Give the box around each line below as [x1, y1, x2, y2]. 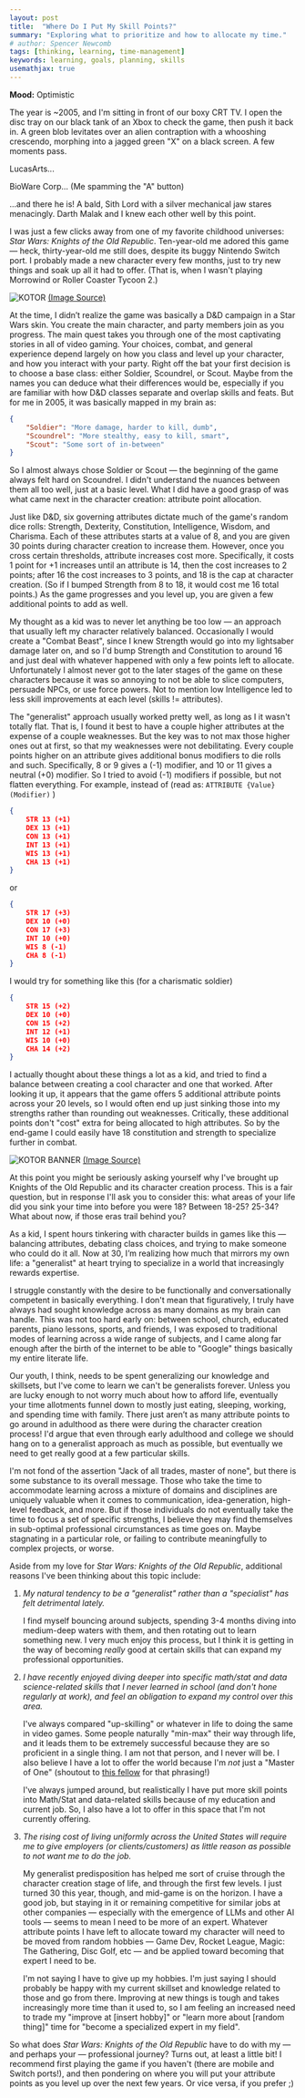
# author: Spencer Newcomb [9, 38, 112, 48]
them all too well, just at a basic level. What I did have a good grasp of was [9, 484, 290, 495]
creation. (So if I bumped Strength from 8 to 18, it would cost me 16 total [9, 580, 280, 591]
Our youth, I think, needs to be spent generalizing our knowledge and [9, 1371, 269, 1382]
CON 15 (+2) [25, 1018, 71, 1028]
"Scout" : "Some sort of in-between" [25, 439, 166, 449]
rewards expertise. [9, 1268, 80, 1279]
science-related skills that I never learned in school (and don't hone [22, 1681, 278, 1692]
